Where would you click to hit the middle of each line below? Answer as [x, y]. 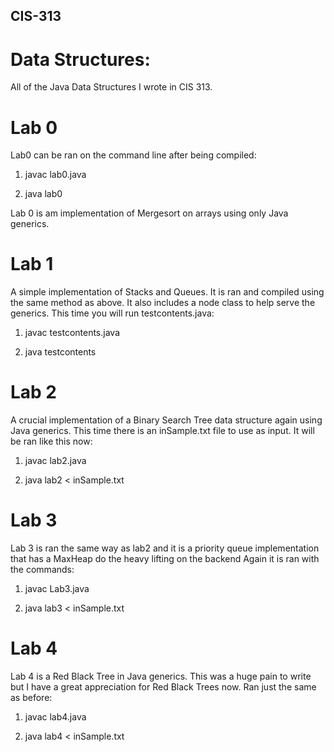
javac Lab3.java [57, 589]
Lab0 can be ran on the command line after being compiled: [133, 155]
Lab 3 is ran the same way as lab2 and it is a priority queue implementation [165, 548]
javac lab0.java [55, 175]
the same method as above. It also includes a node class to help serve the [163, 303]
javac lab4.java [55, 717]
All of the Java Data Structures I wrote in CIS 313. [111, 87]
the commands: [42, 570]
